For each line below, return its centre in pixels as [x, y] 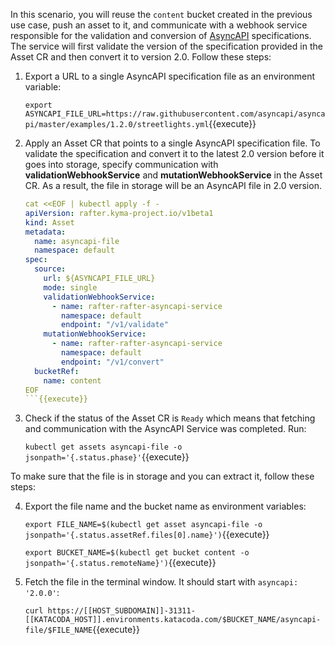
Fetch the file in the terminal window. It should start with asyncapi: [161, 582]
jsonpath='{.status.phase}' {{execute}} [107, 457]
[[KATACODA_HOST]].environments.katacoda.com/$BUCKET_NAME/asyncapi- [173, 620]
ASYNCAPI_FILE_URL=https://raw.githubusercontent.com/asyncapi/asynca [175, 114]
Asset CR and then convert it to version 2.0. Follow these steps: [141, 57]
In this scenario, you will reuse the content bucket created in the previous [161, 14]
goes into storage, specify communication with [121, 164]
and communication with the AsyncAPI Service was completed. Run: [165, 429]
